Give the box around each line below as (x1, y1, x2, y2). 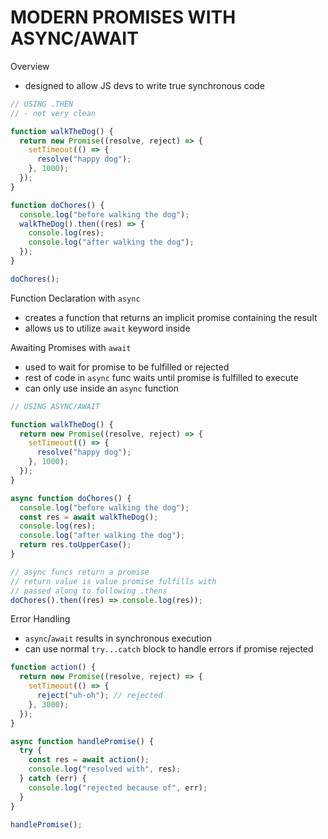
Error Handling (10, 613, 71, 625)
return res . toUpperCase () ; (19, 540, 132, 550)
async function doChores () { (10, 493, 132, 503)
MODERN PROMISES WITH (10, 6, 237, 29)
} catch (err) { (19, 774, 87, 784)
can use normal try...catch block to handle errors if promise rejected (24, 643, 314, 655)
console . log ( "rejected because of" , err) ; (28, 782, 208, 793)
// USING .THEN (10, 99, 74, 109)
